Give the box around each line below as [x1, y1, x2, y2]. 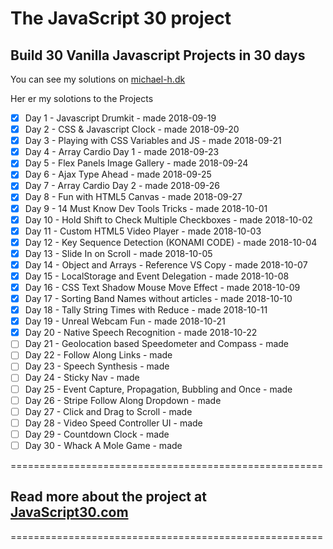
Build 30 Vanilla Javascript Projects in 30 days [10, 47, 306, 64]
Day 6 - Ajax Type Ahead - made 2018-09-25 [24, 168, 212, 181]
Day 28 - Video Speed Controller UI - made [24, 417, 203, 429]
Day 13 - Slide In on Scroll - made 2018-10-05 [24, 247, 213, 259]
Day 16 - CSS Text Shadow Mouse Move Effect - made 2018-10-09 [24, 281, 301, 293]
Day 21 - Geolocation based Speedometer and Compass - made [24, 338, 290, 350]
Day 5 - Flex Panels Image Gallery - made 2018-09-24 [24, 157, 249, 169]
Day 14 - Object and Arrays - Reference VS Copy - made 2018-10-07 [24, 258, 308, 271]
